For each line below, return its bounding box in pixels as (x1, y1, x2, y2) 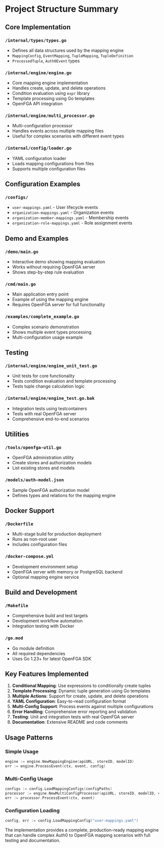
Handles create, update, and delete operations (12, 85, 106, 91)
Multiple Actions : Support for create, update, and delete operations (12, 693, 149, 699)
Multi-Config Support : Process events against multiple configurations (12, 704, 154, 710)
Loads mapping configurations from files (12, 160, 94, 166)
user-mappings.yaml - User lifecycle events (12, 205, 99, 210)
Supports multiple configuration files (12, 165, 86, 172)
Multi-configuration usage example (12, 334, 83, 340)
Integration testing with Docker (12, 623, 75, 629)
